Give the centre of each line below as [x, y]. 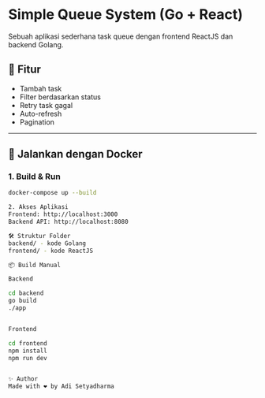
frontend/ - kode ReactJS [50, 251]
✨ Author [23, 379]
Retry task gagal [46, 105]
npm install [28, 351]
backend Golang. [36, 44]
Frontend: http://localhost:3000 [63, 214]
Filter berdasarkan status [60, 97]
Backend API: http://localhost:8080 [68, 222]
